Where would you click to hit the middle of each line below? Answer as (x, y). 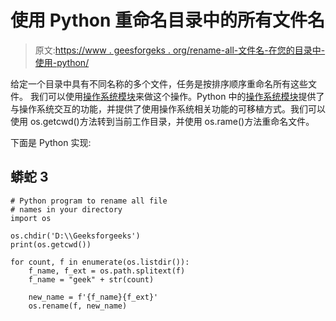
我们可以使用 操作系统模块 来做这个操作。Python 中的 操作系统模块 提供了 (177, 96)
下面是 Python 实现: (51, 142)
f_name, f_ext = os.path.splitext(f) (107, 271)
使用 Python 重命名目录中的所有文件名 (168, 20)
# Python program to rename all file (89, 201)
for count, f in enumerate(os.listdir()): (100, 262)
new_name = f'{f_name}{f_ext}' (93, 297)
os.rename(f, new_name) (78, 306)
